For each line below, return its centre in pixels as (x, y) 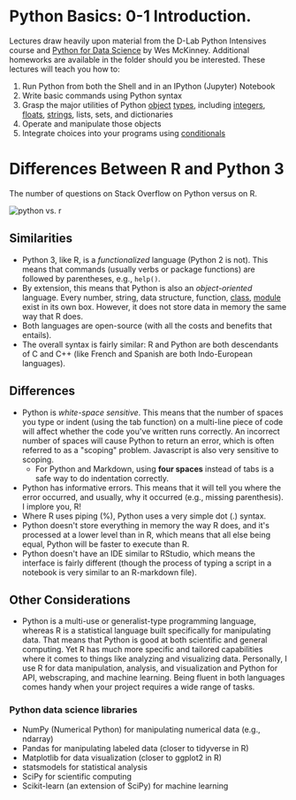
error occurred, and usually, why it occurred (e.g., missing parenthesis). (153, 496)
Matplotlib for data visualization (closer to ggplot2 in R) (122, 758)
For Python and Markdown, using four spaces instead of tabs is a (155, 469)
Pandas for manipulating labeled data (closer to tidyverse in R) (135, 748)
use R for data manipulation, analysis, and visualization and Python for (150, 668)
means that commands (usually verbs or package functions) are (138, 269)
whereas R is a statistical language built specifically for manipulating (146, 631)
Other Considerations (70, 600)
